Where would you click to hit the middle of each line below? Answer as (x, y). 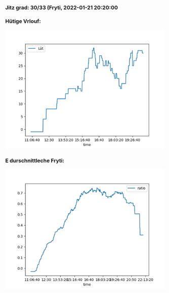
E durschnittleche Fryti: (35, 161)
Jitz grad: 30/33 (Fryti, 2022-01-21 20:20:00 (61, 8)
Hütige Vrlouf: (23, 21)
